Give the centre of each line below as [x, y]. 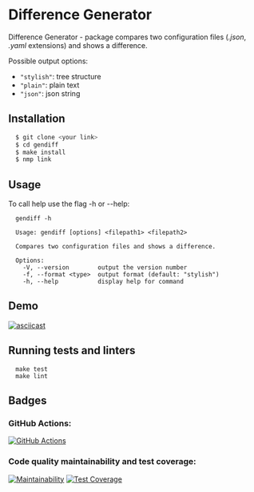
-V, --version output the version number [105, 268]
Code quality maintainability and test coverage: [102, 462]
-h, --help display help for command [103, 282]
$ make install [41, 152]
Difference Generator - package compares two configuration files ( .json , [127, 37]
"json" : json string [50, 93]
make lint [32, 376]
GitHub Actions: [40, 423]
